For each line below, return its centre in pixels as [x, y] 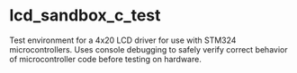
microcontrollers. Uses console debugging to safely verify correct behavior [148, 49]
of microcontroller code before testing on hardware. [106, 59]
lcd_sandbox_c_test [85, 16]
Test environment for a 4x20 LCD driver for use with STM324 [123, 40]
